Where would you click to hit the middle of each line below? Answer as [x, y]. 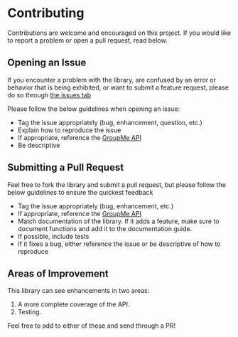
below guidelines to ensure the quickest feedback [80, 192]
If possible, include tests [53, 236]
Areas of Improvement [58, 273]
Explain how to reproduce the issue [69, 130]
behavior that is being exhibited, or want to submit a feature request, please [118, 87]
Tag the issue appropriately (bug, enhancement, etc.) [96, 206]
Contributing [46, 13]
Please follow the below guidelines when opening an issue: [94, 109]
